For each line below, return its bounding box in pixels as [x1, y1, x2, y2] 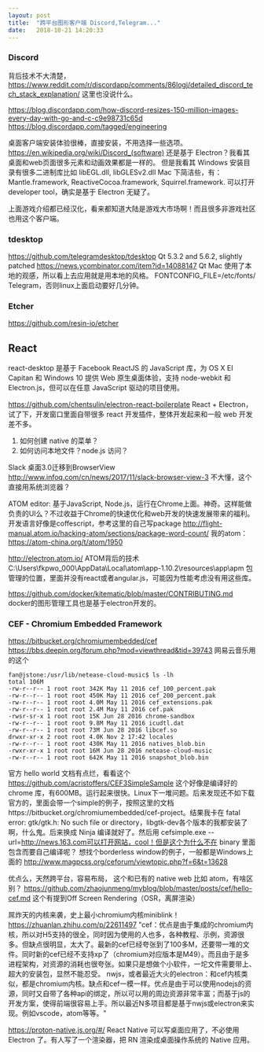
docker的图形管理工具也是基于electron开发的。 [8, 599, 161, 608]
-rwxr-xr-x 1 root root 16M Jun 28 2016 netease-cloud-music [8, 747, 213, 755]
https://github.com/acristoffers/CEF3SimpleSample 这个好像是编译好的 [8, 778, 238, 788]
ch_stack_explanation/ [8, 89, 80, 98]
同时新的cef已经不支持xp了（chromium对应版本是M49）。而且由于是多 [21, 950, 250, 959]
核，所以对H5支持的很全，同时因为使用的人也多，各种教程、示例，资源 [8, 930, 238, 939]
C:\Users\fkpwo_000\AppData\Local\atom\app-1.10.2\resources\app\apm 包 [8, 563, 253, 573]
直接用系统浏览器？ [8, 482, 71, 492]
